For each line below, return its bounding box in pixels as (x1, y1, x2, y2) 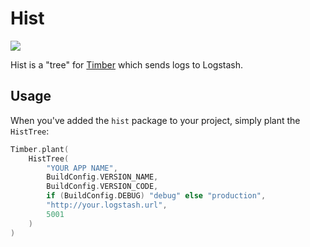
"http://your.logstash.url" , (46, 200, 168, 210)
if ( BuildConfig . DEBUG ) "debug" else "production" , (46, 191, 267, 201)
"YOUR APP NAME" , (46, 163, 118, 173)
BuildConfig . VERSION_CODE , (46, 182, 159, 192)
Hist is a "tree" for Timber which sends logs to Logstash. (10, 58, 243, 71)
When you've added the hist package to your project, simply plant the (10, 114, 301, 126)
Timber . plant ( (10, 144, 70, 154)
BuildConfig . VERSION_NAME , (46, 172, 159, 182)
